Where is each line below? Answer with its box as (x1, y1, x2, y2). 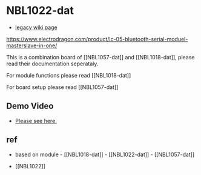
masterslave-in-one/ (6, 42, 58, 49)
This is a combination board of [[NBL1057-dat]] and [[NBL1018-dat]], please (6, 53, 195, 61)
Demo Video (6, 101, 54, 111)
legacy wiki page (15, 24, 58, 31)
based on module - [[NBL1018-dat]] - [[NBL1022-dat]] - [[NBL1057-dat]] (15, 151, 195, 158)
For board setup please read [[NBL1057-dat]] (6, 83, 119, 91)
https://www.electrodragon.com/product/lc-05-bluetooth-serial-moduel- (6, 35, 188, 42)
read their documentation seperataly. (6, 60, 99, 67)
